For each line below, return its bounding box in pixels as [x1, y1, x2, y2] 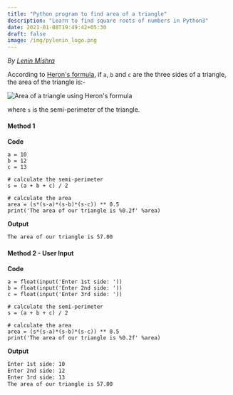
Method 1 [7, 122, 36, 130]
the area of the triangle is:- [7, 78, 86, 86]
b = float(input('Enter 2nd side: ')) [7, 285, 123, 292]
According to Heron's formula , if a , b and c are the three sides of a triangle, [7, 70, 227, 79]
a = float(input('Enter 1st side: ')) [7, 278, 123, 285]
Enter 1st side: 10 [7, 361, 66, 368]
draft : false [7, 30, 46, 38]
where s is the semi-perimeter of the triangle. [7, 105, 140, 114]
